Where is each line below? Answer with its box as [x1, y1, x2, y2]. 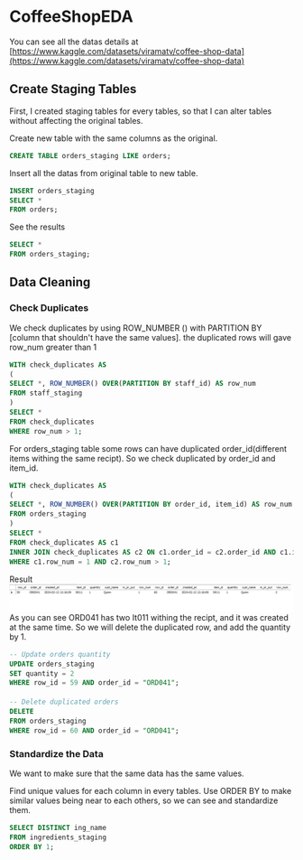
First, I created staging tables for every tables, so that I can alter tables [9, 106, 272, 117]
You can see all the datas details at [9, 36, 139, 47]
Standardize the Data [9, 747, 104, 760]
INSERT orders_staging [9, 186, 95, 195]
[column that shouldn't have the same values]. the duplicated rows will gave [9, 332, 291, 342]
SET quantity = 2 [9, 668, 75, 678]
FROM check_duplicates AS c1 [9, 537, 119, 547]
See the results [9, 221, 66, 232]
